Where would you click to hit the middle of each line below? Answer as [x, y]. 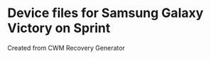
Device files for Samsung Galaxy [105, 13]
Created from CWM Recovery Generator [66, 48]
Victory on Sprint [59, 28]
